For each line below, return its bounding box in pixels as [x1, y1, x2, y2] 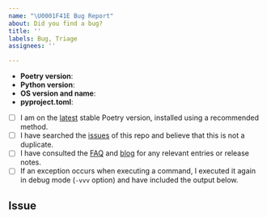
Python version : [19, 80, 75, 90]
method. [19, 122, 49, 132]
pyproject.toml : [19, 97, 74, 107]
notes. [19, 157, 42, 167]
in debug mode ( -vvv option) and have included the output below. [19, 175, 239, 185]
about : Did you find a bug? [8, 19, 104, 28]
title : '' [8, 27, 42, 35]
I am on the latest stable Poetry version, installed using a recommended [19, 113, 260, 122]
